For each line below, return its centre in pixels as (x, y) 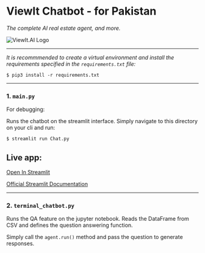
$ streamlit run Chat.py (38, 139)
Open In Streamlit (28, 173)
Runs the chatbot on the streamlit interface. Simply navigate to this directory (102, 121)
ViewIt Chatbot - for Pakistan (81, 11)
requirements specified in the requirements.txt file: (71, 64)
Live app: (24, 158)
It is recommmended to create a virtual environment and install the (90, 57)
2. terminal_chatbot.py (41, 205)
